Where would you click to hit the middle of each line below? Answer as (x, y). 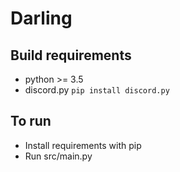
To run (31, 121)
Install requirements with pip (83, 145)
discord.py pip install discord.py (97, 90)
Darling (41, 18)
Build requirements (71, 55)
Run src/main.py (58, 156)
